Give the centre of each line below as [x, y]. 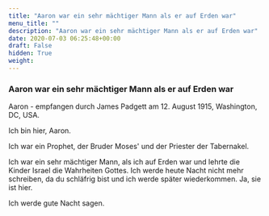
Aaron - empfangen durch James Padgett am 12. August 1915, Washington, [133, 106]
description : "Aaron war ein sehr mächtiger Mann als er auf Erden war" [133, 31]
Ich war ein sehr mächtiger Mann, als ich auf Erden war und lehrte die [124, 162]
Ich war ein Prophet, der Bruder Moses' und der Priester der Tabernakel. [129, 147]
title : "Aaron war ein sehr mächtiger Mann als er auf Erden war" [122, 16]
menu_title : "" [34, 23]
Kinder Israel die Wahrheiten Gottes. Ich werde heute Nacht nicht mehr [126, 171]
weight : [21, 61]
